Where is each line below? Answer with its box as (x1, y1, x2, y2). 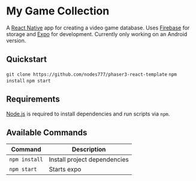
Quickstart (6, 54, 47, 64)
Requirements (6, 94, 60, 105)
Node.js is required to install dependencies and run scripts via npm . (6, 110, 170, 117)
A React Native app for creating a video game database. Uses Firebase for (6, 24, 190, 31)
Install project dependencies (49, 155, 129, 164)
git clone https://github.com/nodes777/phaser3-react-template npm (6, 71, 177, 78)
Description (71, 146, 106, 154)
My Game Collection (6, 4, 110, 18)
